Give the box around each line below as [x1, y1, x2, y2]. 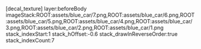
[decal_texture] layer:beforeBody [5, 5, 87, 12]
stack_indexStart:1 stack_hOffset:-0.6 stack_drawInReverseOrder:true [5, 30, 178, 38]
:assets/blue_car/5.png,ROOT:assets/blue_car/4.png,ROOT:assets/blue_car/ [5, 18, 193, 24]
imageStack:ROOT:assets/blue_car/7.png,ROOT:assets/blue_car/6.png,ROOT [5, 11, 195, 19]
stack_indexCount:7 [5, 37, 55, 44]
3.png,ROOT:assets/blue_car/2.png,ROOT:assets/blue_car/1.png [5, 24, 164, 31]
